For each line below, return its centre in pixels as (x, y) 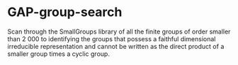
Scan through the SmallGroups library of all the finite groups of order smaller (119, 31)
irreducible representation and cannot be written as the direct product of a (116, 46)
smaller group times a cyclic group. (58, 54)
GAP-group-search (65, 12)
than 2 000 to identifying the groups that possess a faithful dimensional (112, 38)
